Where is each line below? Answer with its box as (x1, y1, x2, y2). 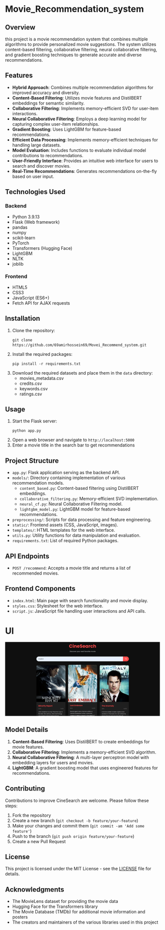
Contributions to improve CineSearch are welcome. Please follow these (5, 797, 149, 803)
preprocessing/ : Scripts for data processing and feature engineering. (12, 517, 152, 523)
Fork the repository (12, 812, 52, 818)
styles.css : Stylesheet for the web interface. (12, 603, 104, 609)
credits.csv (19, 380, 42, 386)
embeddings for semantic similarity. (12, 100, 85, 106)
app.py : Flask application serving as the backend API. (12, 470, 120, 476)
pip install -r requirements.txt (12, 361, 81, 366)
